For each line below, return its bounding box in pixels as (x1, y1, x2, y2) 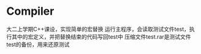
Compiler (6, 4, 55, 18)
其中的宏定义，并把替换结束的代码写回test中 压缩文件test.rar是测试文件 (11, 33, 191, 40)
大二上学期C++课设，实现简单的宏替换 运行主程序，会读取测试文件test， (6, 25, 190, 33)
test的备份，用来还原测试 (6, 40, 70, 48)
